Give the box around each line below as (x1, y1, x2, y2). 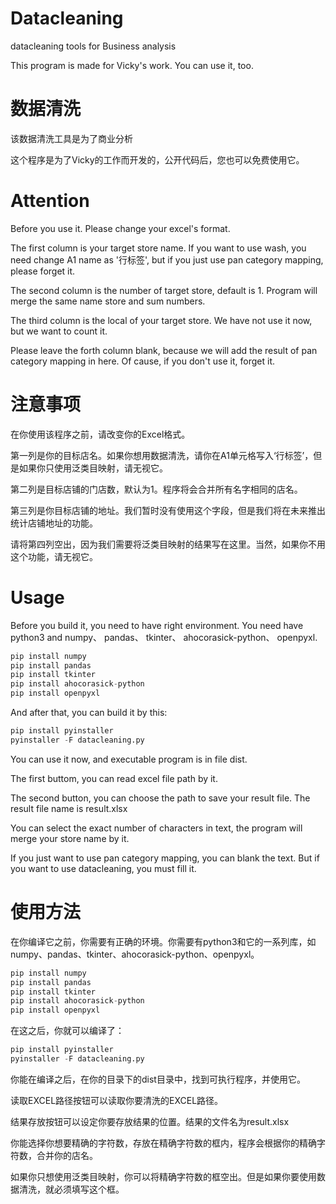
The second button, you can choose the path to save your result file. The (10, 792, 311, 804)
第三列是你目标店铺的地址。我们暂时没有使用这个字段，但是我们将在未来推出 (10, 504, 326, 516)
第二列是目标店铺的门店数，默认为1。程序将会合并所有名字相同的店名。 (10, 483, 303, 495)
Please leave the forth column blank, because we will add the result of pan (10, 344, 318, 356)
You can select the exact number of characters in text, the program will (10, 822, 303, 834)
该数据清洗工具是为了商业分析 (10, 132, 133, 144)
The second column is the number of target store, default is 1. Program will (10, 284, 318, 296)
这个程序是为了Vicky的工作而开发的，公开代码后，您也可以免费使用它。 (10, 153, 305, 166)
